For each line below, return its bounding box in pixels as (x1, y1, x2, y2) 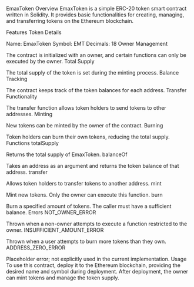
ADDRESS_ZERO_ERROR (6, 244, 66, 251)
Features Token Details (6, 29, 62, 36)
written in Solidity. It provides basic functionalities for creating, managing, (6, 11, 185, 18)
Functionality (6, 93, 38, 100)
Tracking (6, 76, 28, 82)
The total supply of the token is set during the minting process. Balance (6, 69, 179, 76)
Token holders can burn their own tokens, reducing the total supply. (6, 133, 170, 140)
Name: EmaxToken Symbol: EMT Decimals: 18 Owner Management (6, 40, 168, 47)
